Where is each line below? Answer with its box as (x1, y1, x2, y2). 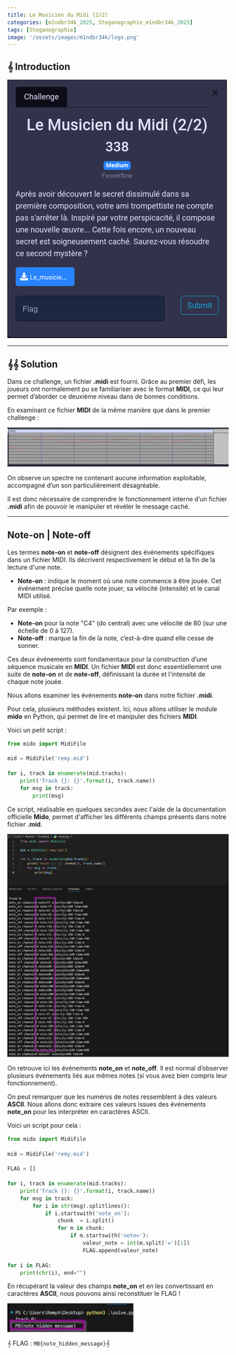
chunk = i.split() (57, 1217, 114, 1225)
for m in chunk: (57, 1225, 105, 1232)
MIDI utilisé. (17, 592, 52, 600)
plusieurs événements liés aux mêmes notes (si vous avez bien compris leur (7, 1071, 228, 1080)
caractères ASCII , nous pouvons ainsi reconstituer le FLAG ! (7, 1290, 181, 1298)
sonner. (17, 641, 40, 649)
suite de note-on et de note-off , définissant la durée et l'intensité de (7, 670, 206, 678)
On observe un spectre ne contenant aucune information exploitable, (7, 473, 207, 482)
